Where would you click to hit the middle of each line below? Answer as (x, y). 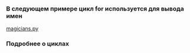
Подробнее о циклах (38, 44)
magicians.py (22, 29)
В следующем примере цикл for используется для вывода (95, 9)
